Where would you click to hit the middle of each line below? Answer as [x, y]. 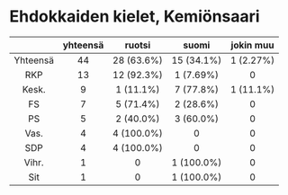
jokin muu [252, 45]
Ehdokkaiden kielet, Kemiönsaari [135, 17]
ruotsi [138, 45]
